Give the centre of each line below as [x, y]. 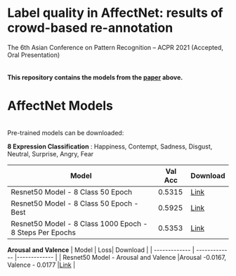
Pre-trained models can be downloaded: [66, 132]
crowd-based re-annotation [90, 28]
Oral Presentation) [34, 55]
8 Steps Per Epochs [43, 232]
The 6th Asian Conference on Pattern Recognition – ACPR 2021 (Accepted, [115, 47]
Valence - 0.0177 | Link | [41, 265]
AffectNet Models [60, 106]
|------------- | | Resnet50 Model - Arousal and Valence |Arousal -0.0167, [120, 257]
